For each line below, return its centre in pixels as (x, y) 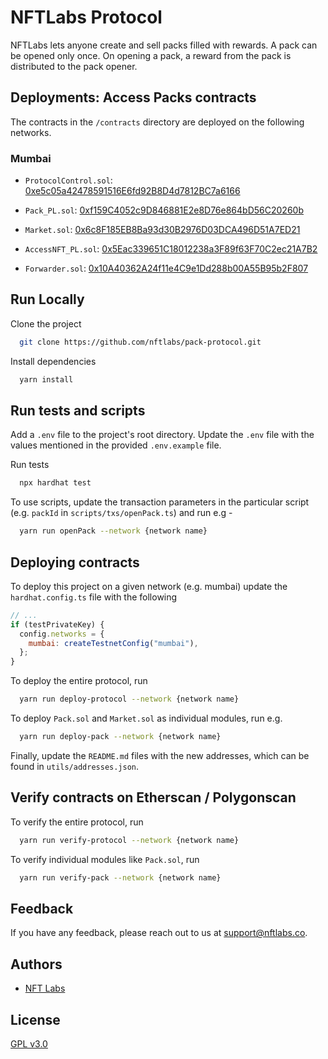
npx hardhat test (55, 483)
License (35, 1019)
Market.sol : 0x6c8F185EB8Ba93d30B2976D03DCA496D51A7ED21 (162, 230)
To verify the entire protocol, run (77, 822)
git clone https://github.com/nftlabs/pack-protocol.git (140, 342)
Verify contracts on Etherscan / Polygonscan (153, 797)
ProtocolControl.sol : (68, 180)
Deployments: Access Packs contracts (133, 97)
